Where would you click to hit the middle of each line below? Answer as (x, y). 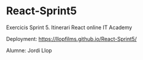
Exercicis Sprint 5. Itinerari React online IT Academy (69, 27)
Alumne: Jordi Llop (29, 50)
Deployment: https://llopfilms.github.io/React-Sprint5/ (71, 39)
